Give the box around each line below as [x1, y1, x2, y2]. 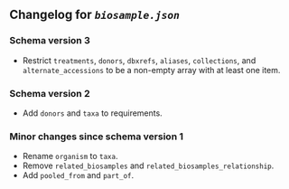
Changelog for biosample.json [9, 7, 181, 23]
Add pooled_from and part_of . [22, 170, 135, 181]
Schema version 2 [9, 87, 90, 99]
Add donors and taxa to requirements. [22, 108, 163, 118]
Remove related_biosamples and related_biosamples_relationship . [22, 160, 275, 171]
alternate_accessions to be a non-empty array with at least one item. [22, 64, 281, 75]
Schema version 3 [9, 34, 90, 47]
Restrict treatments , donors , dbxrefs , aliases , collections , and [22, 54, 256, 66]
